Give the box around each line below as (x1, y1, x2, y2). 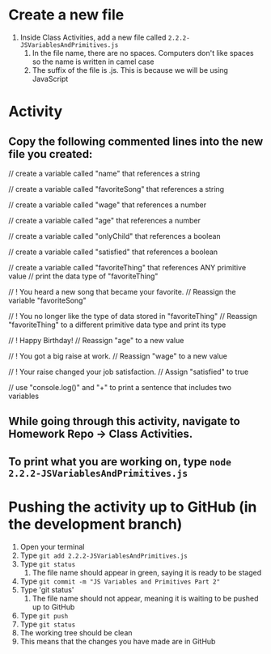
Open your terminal (19, 541, 85, 551)
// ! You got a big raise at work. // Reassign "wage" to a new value (8, 350, 228, 361)
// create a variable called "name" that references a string (8, 168, 201, 178)
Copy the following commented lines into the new (8, 134, 264, 148)
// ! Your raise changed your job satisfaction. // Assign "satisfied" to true (8, 367, 249, 376)
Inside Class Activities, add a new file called (19, 32, 167, 42)
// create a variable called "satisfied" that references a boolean (8, 247, 218, 257)
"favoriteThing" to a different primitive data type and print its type (8, 320, 227, 329)
